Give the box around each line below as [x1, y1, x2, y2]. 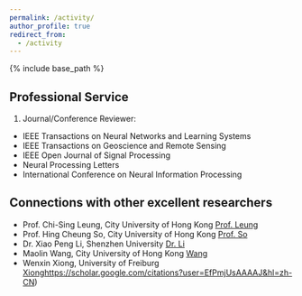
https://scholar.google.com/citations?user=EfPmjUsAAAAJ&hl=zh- [44, 267, 293, 278]
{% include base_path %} [9, 63, 105, 74]
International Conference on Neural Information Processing [22, 169, 243, 180]
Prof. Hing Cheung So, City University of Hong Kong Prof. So [22, 228, 248, 239]
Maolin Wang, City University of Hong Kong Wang [22, 247, 208, 258]
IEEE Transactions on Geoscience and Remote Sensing [22, 141, 227, 152]
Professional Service [9, 89, 129, 105]
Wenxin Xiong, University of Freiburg [22, 257, 160, 268]
